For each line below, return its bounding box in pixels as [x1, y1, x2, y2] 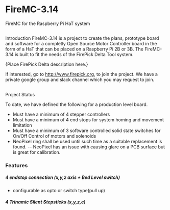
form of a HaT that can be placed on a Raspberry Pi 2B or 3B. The [5, 46, 144, 52]
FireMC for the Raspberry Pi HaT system [5, 20, 90, 27]
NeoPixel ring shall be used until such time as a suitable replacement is [12, 138, 162, 144]
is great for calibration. [12, 149, 61, 155]
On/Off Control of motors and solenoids [12, 133, 96, 139]
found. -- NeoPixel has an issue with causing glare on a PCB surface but [12, 144, 165, 150]
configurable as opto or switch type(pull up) [12, 187, 106, 193]
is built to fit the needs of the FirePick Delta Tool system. [14, 51, 134, 58]
